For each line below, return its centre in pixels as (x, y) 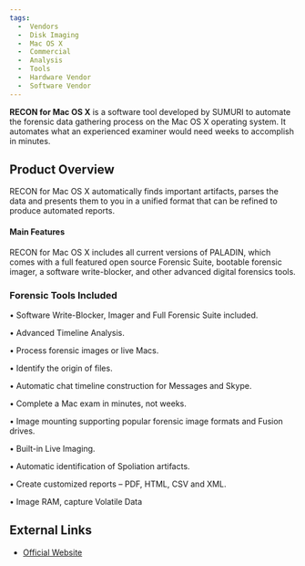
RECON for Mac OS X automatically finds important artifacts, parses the (144, 192)
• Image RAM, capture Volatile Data (76, 501)
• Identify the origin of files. (61, 368)
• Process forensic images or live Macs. (84, 350)
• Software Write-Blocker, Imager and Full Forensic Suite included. (134, 315)
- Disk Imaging (48, 35)
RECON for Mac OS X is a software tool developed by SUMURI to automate (150, 111)
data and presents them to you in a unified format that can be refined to (143, 201)
